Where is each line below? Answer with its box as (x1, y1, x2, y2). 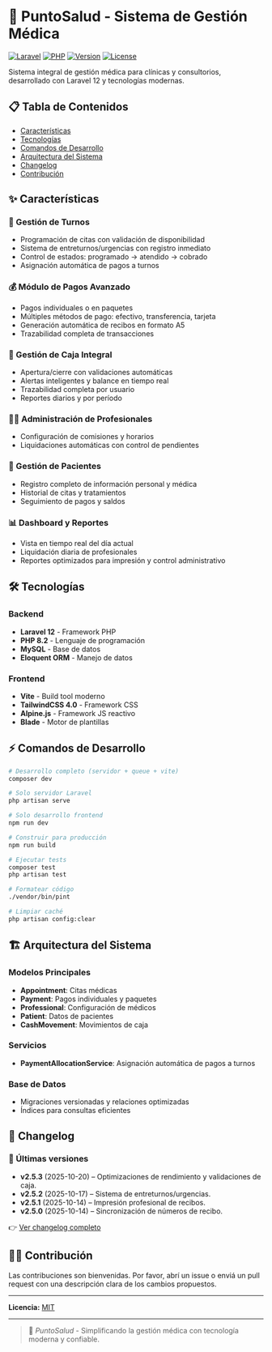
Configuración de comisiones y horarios (19, 432, 155, 441)
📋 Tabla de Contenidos (8, 100, 129, 114)
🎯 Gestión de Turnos (8, 216, 91, 228)
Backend (8, 608, 45, 620)
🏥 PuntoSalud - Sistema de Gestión (8, 7, 249, 26)
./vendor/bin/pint (8, 893, 70, 902)
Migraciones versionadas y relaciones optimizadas (19, 1097, 190, 1107)
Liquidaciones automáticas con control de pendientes (19, 441, 200, 450)
